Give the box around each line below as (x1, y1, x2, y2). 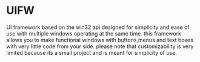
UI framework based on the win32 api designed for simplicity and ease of (6, 23, 190, 31)
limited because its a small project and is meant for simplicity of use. (6, 49, 178, 56)
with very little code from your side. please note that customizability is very (6, 43, 194, 50)
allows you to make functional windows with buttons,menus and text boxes (6, 36, 194, 43)
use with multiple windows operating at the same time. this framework (6, 29, 182, 37)
